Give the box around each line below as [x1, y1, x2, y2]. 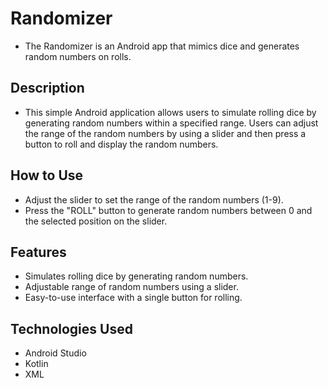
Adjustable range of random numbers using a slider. [24, 281, 239, 293]
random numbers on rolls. [24, 50, 132, 62]
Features [10, 243, 67, 261]
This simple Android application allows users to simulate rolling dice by [24, 106, 317, 118]
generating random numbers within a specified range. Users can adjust [24, 117, 319, 129]
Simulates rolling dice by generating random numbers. [24, 270, 249, 282]
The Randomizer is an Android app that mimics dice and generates [24, 40, 300, 52]
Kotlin [24, 358, 49, 370]
